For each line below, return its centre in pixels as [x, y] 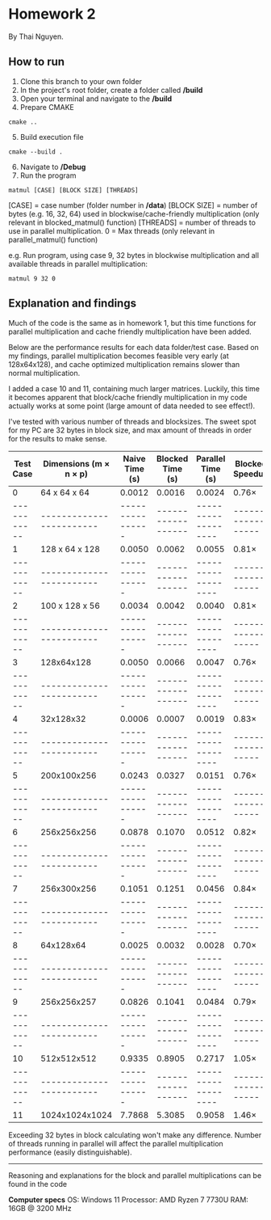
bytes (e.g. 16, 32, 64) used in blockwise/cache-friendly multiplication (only [134, 213]
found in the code [38, 1184]
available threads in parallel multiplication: [78, 264]
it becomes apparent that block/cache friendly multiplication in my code [128, 397]
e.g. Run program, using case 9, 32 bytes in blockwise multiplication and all [134, 255]
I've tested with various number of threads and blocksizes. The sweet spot [132, 421]
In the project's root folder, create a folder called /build [111, 90]
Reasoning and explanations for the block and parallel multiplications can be [135, 1175]
